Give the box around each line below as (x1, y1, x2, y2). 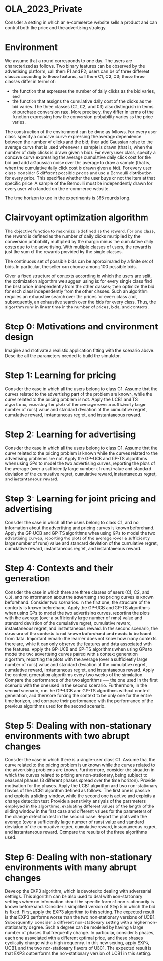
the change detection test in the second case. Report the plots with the (5, 814, 147, 820)
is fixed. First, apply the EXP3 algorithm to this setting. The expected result (5, 909, 155, 915)
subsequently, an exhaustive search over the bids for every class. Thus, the (5, 299, 156, 305)
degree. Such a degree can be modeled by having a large (28, 924, 144, 930)
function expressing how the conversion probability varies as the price (12, 114, 153, 120)
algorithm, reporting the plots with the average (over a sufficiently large (5, 656, 147, 662)
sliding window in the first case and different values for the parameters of (5, 808, 152, 814)
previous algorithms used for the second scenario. (5, 703, 106, 709)
